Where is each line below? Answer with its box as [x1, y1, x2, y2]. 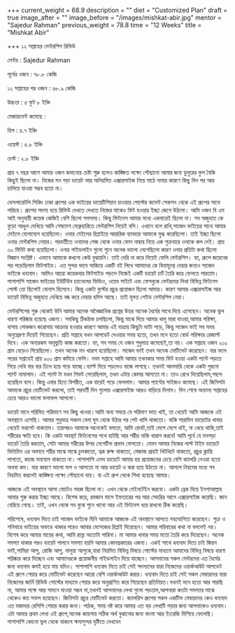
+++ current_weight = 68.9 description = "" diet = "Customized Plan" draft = [7, 6, 228, 14]
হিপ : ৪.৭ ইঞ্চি [7, 126, 37, 134]
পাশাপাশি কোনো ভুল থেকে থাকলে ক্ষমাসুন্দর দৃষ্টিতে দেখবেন [7, 618, 121, 625]
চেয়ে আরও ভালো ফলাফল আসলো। [7, 394, 78, 402]
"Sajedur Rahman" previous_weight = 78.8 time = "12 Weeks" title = [7, 21, 202, 29]
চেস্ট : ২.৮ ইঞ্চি [7, 154, 40, 162]
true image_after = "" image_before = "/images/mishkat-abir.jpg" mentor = [7, 13, 222, 22]
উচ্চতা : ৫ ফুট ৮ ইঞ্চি [7, 98, 51, 106]
